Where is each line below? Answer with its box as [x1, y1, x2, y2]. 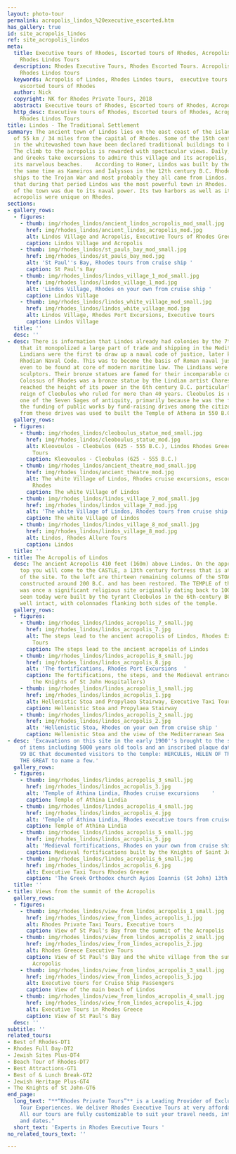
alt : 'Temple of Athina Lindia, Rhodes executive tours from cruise [25, 816, 231, 823]
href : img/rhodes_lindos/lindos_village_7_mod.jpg [25, 502, 178, 509]
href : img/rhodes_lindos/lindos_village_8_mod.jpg [25, 528, 178, 535]
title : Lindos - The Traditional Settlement [7, 121, 140, 129]
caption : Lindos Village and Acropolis [25, 240, 143, 247]
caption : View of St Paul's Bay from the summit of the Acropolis [25, 927, 225, 934]
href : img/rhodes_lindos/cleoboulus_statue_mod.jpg [25, 436, 181, 443]
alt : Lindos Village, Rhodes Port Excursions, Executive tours [25, 311, 216, 319]
